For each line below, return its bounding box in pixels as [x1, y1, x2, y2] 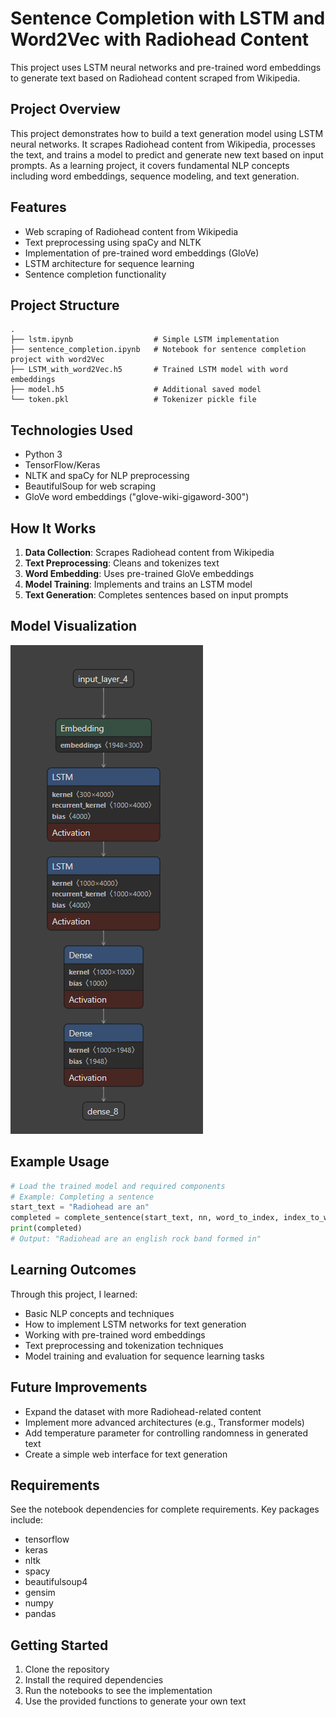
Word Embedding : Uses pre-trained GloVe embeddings [24, 568, 255, 579]
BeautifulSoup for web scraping [24, 480, 156, 492]
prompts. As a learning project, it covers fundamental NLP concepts [10, 159, 290, 171]
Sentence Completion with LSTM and [10, 7, 326, 30]
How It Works [10, 520, 97, 537]
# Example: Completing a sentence [10, 1192, 155, 1202]
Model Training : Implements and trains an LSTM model [24, 578, 253, 590]
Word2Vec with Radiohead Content [10, 28, 310, 51]
